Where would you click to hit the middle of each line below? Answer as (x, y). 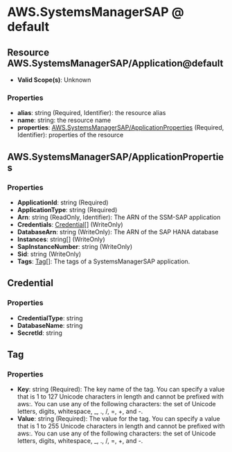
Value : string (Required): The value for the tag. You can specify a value (118, 419)
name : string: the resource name (64, 120)
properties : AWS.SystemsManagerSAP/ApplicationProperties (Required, (121, 128)
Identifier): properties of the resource (70, 135)
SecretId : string (39, 333)
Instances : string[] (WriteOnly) (61, 239)
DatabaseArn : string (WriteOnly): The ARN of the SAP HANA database (118, 232)
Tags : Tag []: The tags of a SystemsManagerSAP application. (104, 261)
